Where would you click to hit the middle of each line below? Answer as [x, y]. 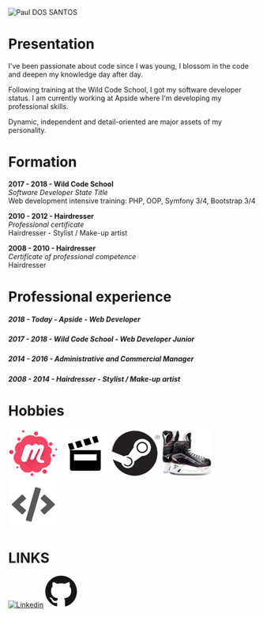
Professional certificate [46, 224]
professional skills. [38, 106]
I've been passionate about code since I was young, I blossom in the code [128, 66]
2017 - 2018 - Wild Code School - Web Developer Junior [101, 339]
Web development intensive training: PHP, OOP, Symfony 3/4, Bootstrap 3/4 [132, 201]
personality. [27, 130]
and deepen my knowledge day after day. [76, 74]
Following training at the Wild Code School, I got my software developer [125, 89]
